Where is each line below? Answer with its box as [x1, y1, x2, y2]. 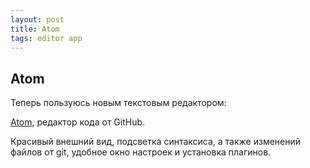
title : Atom [10, 24, 60, 34]
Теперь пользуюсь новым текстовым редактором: [10, 97, 227, 109]
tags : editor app [10, 33, 83, 43]
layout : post [10, 14, 65, 25]
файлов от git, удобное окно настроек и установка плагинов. [10, 146, 272, 158]
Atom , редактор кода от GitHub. [10, 116, 146, 128]
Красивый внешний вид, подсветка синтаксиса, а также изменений [10, 136, 302, 148]
